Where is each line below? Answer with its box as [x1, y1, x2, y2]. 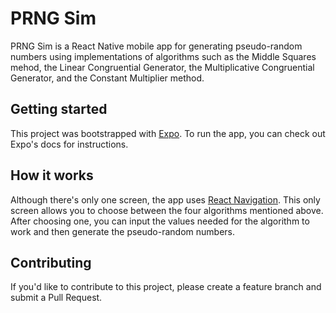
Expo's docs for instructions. [10, 138, 129, 150]
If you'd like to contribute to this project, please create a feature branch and [10, 281, 322, 293]
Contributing [10, 254, 92, 271]
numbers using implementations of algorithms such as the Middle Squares [10, 50, 317, 62]
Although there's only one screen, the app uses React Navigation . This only [10, 193, 321, 206]
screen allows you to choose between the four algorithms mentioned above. [10, 204, 324, 216]
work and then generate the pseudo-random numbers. [10, 225, 236, 237]
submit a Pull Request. [10, 292, 103, 304]
